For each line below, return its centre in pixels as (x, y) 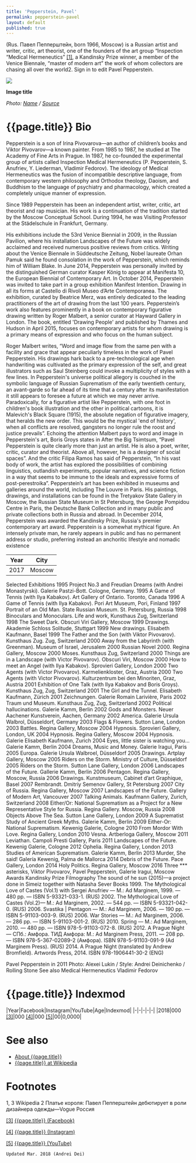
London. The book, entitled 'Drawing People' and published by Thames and (97, 322)
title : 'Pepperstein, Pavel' (42, 11)
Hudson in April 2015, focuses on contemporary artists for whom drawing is (97, 328)
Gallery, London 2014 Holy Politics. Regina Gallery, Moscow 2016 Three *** (97, 865)
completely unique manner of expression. (56, 193)
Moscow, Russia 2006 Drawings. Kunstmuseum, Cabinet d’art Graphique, (94, 778)
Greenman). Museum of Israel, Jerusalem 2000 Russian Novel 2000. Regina (98, 647)
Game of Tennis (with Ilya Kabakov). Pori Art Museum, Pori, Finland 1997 (93, 603)
